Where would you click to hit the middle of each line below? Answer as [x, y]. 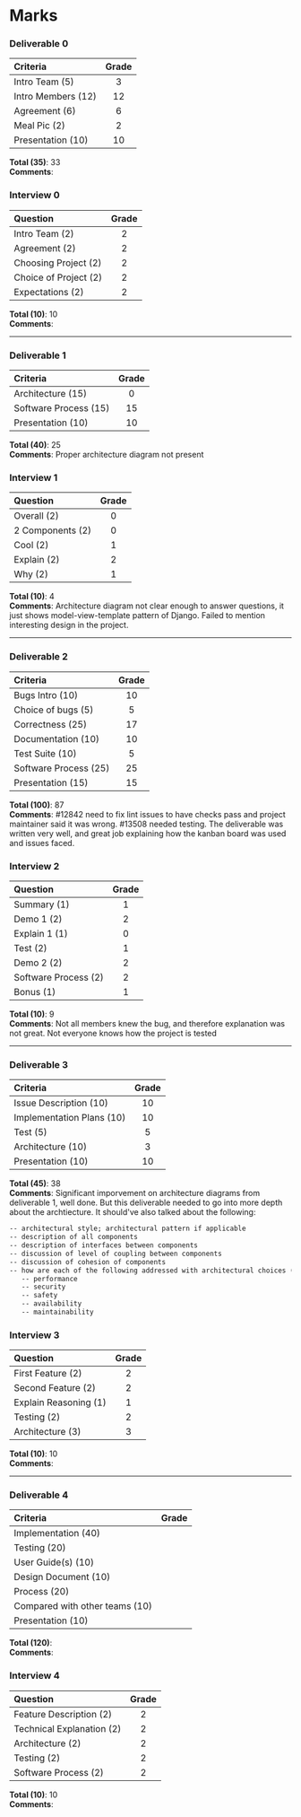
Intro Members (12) [55, 97]
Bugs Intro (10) [46, 694]
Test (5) [30, 1132]
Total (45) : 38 [35, 1184]
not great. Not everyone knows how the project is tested [113, 1033]
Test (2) [30, 948]
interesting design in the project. [69, 625]
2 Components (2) [53, 530]
